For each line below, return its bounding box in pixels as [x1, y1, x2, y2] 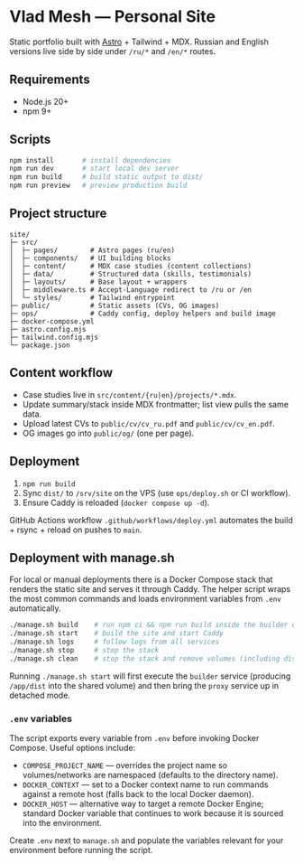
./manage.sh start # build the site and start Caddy [9, 629, 224, 638]
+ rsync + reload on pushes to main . [9, 524, 142, 535]
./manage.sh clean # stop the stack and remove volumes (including [9, 653, 280, 663]
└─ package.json [9, 341, 70, 350]
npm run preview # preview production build [9, 181, 188, 191]
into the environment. [22, 817, 102, 828]
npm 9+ [22, 106, 52, 117]
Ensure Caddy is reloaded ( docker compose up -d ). [22, 497, 210, 508]
